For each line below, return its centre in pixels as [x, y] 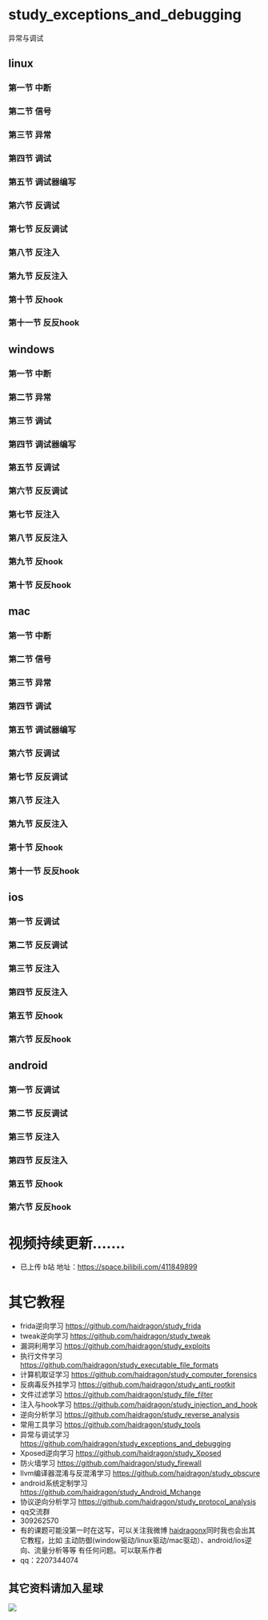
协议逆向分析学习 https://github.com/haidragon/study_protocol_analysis [138, 1502]
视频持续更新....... [67, 1243]
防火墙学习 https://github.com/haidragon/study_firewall [110, 1463]
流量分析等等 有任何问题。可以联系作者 [98, 1550]
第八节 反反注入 [38, 538]
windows [32, 349]
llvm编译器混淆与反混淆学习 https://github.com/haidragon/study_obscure [140, 1473]
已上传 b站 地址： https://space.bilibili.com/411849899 [108, 1267]
